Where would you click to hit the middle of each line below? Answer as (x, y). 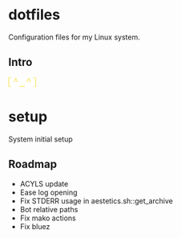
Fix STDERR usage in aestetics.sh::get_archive (97, 201)
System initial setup (41, 139)
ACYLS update (44, 183)
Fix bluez (35, 226)
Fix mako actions (48, 218)
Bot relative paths (49, 209)
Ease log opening (48, 192)
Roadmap (33, 164)
